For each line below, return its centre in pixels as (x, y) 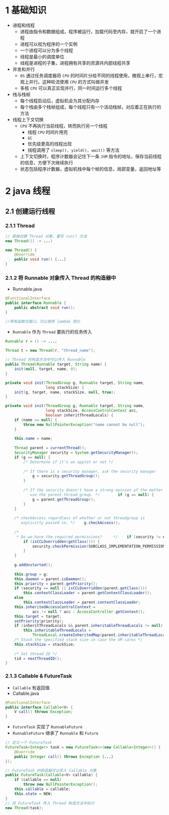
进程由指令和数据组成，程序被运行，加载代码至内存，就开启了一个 (88, 31)
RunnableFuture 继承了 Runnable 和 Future (56, 733)
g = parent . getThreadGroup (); (64, 499)
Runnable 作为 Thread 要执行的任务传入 (52, 332)
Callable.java (26, 693)
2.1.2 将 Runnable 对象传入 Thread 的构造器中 (61, 278)
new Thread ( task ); (24, 808)
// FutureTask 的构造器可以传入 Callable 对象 (51, 770)
